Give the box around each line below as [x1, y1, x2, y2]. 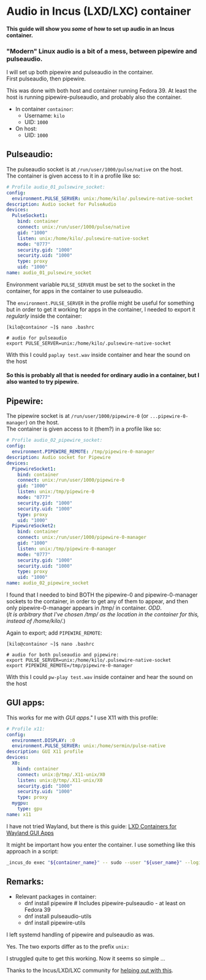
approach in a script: [6, 847, 59, 855]
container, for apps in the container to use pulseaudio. [6, 287, 143, 294]
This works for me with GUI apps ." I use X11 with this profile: [6, 714, 158, 721]
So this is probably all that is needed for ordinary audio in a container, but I [6, 372, 199, 379]
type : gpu [17, 806, 43, 812]
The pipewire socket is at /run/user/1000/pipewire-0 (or [6, 412, 149, 420]
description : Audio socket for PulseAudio [6, 201, 116, 207]
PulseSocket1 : [12, 213, 48, 219]
